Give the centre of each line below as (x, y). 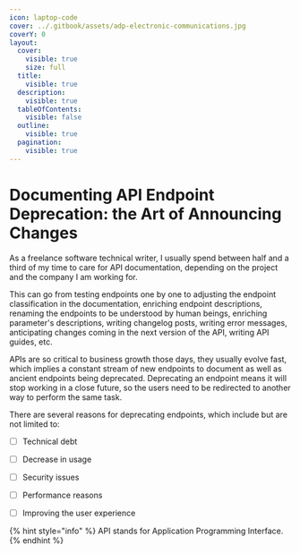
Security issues (51, 477)
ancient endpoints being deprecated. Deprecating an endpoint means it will (148, 378)
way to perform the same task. (66, 397)
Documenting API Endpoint (112, 195)
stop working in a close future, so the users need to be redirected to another (150, 387)
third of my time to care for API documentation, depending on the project (144, 267)
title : (30, 76)
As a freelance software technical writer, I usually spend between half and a (149, 258)
